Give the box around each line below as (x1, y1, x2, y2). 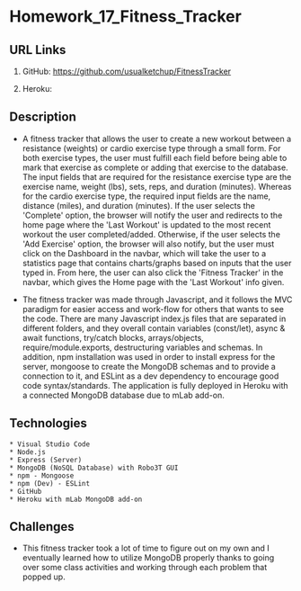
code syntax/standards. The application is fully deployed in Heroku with (22, 380, 289, 390)
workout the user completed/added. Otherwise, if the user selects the (22, 228, 281, 239)
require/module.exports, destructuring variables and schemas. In (22, 342, 263, 353)
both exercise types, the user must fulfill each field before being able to (22, 152, 288, 163)
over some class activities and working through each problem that (22, 562, 268, 573)
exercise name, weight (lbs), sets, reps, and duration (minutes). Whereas (22, 181, 292, 192)
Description (9, 110, 76, 125)
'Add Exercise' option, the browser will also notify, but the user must (22, 238, 275, 249)
